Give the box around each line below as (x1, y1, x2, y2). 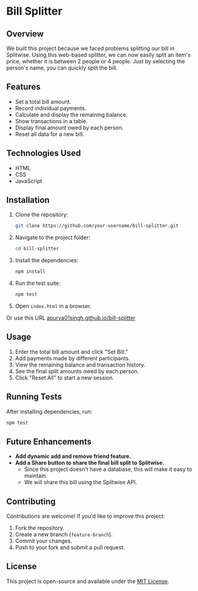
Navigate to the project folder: (15, 234, 90, 242)
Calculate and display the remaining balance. (15, 111, 128, 118)
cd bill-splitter (15, 246, 60, 252)
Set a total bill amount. (15, 98, 72, 105)
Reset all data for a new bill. (15, 130, 84, 138)
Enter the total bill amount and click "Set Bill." (15, 348, 129, 355)
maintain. (24, 472, 47, 479)
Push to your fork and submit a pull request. (15, 544, 125, 551)
